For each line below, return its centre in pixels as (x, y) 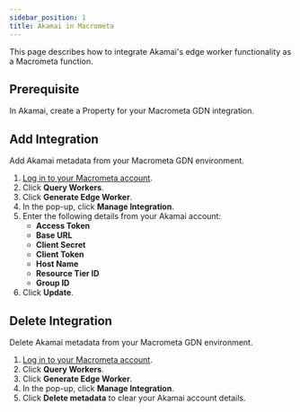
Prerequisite (44, 89)
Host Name (57, 264)
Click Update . (48, 293)
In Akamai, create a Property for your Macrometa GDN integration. (132, 111)
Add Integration (54, 139)
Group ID (53, 283)
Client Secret (61, 245)
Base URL (54, 235)
